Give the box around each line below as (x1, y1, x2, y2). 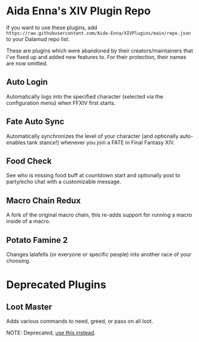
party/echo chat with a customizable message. (6, 178, 121, 186)
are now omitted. (6, 60, 48, 67)
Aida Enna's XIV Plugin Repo (6, 4, 151, 18)
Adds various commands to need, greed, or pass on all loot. (6, 318, 154, 325)
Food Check (6, 156, 52, 166)
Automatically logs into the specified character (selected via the (6, 93, 163, 100)
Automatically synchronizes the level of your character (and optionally (6, 133, 179, 140)
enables (6, 138, 26, 146)
